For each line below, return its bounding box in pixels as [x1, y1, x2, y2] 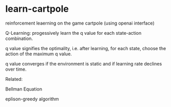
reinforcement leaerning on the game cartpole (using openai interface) [5, 20, 155, 26]
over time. [5, 66, 27, 72]
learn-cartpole [5, 3, 69, 15]
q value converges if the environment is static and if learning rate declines [5, 60, 162, 67]
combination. [5, 35, 33, 41]
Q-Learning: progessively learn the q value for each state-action [5, 30, 142, 36]
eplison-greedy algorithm [5, 96, 59, 102]
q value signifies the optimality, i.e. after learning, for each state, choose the [5, 45, 166, 51]
